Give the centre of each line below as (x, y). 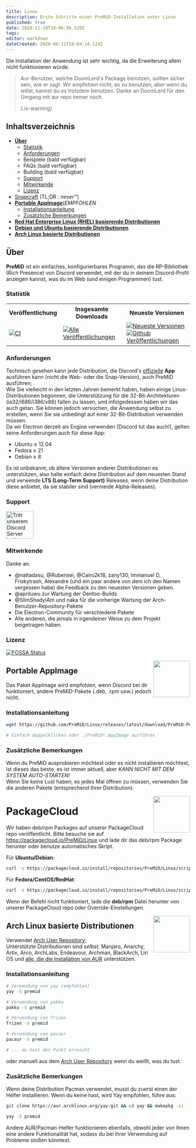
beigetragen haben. (38, 625)
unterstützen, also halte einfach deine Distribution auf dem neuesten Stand (96, 474)
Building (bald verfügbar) (53, 172)
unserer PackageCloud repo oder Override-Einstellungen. (75, 908)
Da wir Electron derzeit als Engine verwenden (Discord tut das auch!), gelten (98, 427)
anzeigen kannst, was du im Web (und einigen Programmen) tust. (85, 279)
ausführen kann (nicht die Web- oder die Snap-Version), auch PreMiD (90, 377)
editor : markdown (27, 39)
